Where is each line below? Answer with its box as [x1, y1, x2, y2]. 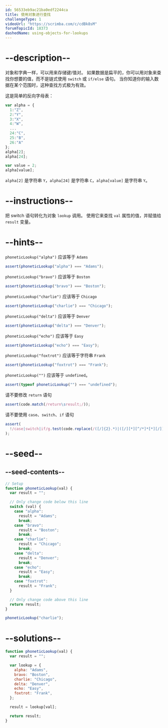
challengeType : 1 [5, 17, 41, 22]
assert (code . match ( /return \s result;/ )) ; [5, 402, 91, 407]
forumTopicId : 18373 [5, 26, 48, 31]
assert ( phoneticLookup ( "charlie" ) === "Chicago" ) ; [5, 303, 113, 309]
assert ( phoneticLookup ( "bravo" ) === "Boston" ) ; [5, 283, 106, 288]
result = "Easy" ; [18, 569, 55, 574]
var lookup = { [9, 663, 41, 668]
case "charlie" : [14, 537, 48, 542]
